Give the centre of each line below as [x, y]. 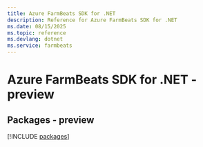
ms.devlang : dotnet [35, 39]
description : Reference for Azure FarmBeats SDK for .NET [92, 20]
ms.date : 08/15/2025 [37, 26]
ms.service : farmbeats [40, 46]
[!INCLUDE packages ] [38, 136]
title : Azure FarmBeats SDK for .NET [61, 13]
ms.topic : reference [37, 33]
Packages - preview [51, 120]
